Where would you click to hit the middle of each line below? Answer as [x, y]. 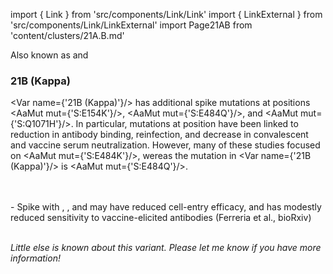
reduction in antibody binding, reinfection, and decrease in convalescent [159, 135]
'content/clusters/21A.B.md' [67, 35]
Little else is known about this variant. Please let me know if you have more [166, 248]
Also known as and [49, 55]
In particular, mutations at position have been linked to [187, 124]
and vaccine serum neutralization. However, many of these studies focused [165, 145]
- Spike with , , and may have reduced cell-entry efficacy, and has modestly [166, 207]
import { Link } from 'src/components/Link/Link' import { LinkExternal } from [166, 14]
